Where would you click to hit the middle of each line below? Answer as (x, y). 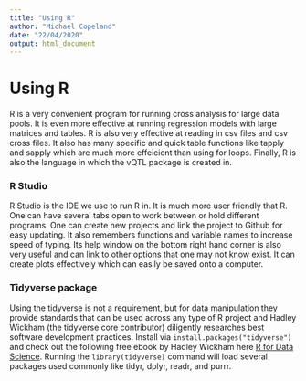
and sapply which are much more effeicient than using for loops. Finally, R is (153, 153)
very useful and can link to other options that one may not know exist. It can (152, 254)
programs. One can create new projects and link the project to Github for (146, 226)
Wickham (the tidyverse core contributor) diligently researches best (137, 327)
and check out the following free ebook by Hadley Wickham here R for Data (152, 346)
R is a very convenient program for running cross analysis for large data (144, 114)
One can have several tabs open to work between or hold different (134, 216)
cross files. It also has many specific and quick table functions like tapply (147, 143)
